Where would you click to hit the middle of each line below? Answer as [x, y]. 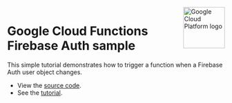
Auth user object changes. [45, 72]
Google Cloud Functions [78, 31]
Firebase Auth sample [71, 46]
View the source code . [49, 85]
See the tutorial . [40, 93]
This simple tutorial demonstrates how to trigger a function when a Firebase [115, 65]
